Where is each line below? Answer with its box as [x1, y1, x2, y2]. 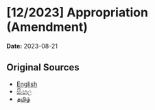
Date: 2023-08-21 [6, 42, 58, 50]
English [16, 80, 38, 88]
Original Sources [6, 61, 80, 73]
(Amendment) [6, 19, 88, 35]
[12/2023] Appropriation [6, 5, 149, 20]
